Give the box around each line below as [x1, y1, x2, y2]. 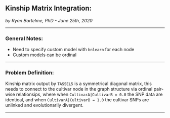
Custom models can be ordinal [12, 52, 77, 58]
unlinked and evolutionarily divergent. [5, 102, 83, 108]
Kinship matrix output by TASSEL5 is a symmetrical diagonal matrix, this [5, 81, 152, 87]
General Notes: [5, 35, 43, 42]
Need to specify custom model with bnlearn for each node [12, 47, 135, 53]
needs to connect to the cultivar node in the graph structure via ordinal [5, 86, 153, 92]
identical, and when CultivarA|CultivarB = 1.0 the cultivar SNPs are [5, 97, 149, 103]
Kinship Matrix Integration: [5, 4, 92, 13]
